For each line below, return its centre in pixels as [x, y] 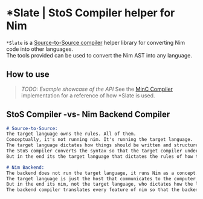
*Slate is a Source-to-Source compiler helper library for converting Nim [96, 42]
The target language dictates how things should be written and [89, 145]
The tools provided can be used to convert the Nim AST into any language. [99, 55]
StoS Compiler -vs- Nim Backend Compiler [88, 115]
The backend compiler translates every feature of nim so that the [93, 190]
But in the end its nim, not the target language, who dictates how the [100, 184]
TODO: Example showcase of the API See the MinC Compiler [97, 89]
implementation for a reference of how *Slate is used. [88, 95]
